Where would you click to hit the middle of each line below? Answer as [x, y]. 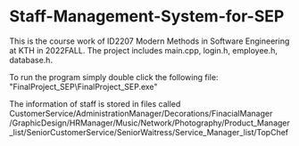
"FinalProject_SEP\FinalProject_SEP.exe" [83, 86]
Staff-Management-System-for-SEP [147, 16]
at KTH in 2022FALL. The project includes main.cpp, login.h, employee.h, [144, 50]
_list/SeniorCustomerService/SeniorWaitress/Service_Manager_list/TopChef [149, 132]
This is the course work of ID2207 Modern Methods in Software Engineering [149, 41]
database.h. [31, 60]
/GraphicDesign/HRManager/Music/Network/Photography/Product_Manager [149, 123]
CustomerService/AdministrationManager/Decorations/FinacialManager [141, 113]
